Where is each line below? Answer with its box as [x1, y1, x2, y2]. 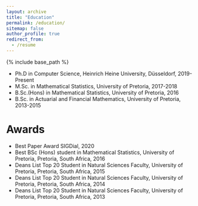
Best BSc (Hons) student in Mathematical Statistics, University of [14, 149, 175, 156]
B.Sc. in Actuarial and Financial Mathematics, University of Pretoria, [14, 95, 181, 102]
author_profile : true [6, 31, 60, 37]
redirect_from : [6, 36, 44, 42]
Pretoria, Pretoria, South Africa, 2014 [14, 180, 106, 187]
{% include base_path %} [6, 58, 69, 66]
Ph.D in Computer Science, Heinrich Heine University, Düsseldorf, [14, 70, 177, 77]
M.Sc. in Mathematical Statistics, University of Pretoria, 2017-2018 [14, 82, 178, 90]
